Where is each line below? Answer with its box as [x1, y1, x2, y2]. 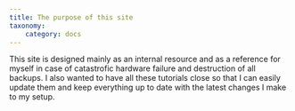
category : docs [25, 29, 82, 38]
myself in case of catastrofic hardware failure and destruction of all [9, 63, 256, 74]
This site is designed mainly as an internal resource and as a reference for [9, 54, 281, 65]
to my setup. [9, 91, 55, 102]
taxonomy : [9, 21, 46, 30]
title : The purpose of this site [9, 12, 134, 22]
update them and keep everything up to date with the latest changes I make [9, 82, 287, 93]
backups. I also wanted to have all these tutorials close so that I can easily [9, 73, 281, 83]
